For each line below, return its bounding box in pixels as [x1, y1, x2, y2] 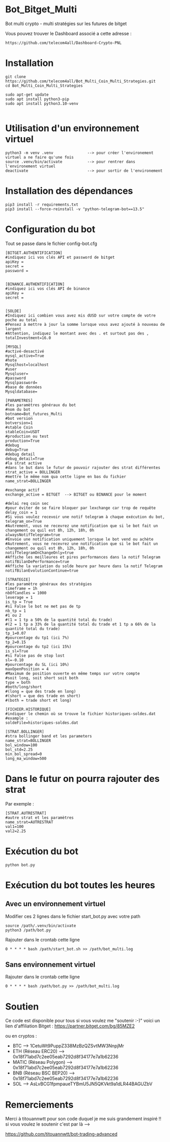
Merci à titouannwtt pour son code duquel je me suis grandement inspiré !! [5, 1116, 162, 1122]
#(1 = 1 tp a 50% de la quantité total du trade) [5, 617, 113, 622]
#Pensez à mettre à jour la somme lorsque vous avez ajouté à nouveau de [5, 322, 165, 327]
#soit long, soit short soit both [5, 675, 79, 681]
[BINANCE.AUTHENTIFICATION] [5, 281, 65, 287]
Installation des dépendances [5, 185, 133, 196]
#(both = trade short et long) [5, 698, 72, 703]
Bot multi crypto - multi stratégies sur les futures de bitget [5, 20, 127, 27]
